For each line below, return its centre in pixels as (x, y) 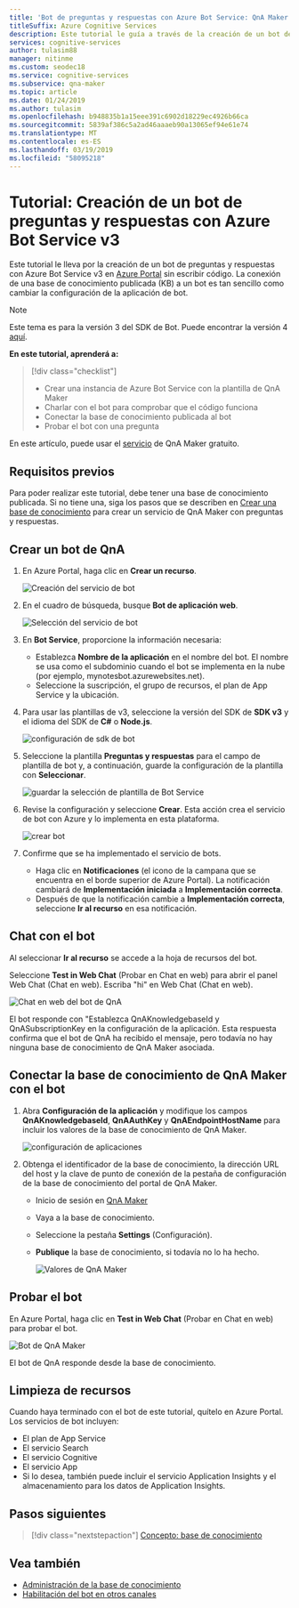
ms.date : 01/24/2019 (48, 100)
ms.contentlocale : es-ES (55, 141)
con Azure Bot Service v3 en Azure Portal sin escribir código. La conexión (145, 274)
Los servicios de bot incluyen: (64, 1421)
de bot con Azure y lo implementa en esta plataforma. (121, 819)
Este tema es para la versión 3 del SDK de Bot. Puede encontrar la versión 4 (149, 327)
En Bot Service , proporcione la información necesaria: (122, 640)
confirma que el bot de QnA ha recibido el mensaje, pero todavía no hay (141, 1038)
